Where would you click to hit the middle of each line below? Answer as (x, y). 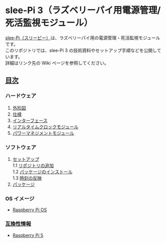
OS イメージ (20, 198)
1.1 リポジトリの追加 (33, 165)
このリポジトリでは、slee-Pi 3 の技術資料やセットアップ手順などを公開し (81, 50)
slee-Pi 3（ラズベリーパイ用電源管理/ (83, 10)
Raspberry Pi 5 (28, 235)
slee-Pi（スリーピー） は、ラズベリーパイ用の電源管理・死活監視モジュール (83, 38)
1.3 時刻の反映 (27, 178)
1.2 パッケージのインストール (43, 172)
